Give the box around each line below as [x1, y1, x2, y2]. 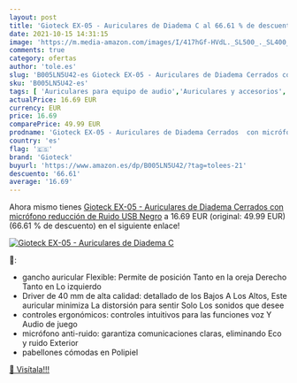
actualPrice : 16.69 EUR [9, 95, 97, 104]
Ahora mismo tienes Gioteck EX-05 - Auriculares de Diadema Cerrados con [9, 202, 285, 212]
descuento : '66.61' [9, 169, 81, 178]
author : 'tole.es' [9, 63, 77, 72]
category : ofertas [9, 54, 77, 63]
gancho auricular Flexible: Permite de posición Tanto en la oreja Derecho [21, 272, 287, 283]
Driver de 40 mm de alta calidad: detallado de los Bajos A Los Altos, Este [21, 291, 287, 302]
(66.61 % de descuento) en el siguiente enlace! [9, 220, 180, 231]
